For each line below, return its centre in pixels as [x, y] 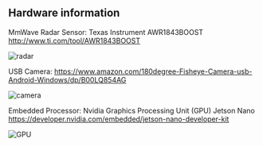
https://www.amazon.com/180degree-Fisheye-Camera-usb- [153, 71]
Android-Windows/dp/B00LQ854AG [67, 79]
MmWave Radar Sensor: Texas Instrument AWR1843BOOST [106, 32]
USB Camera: [31, 71]
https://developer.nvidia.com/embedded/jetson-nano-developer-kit [119, 119]
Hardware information [64, 13]
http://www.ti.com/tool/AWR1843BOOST [75, 40]
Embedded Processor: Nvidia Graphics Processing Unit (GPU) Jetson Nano [131, 110]
